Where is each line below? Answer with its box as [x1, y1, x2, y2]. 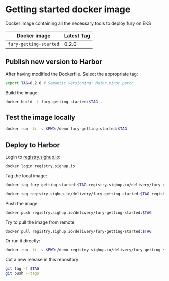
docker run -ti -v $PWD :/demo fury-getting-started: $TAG [5, 126, 127, 131]
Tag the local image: [5, 172, 47, 179]
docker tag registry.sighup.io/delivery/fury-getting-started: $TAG [5, 191, 150, 196]
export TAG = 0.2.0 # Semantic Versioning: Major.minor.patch [5, 80, 134, 86]
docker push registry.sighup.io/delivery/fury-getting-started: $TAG [5, 210, 152, 215]
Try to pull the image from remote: [5, 219, 76, 225]
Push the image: [5, 200, 39, 206]
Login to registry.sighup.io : [5, 154, 61, 160]
